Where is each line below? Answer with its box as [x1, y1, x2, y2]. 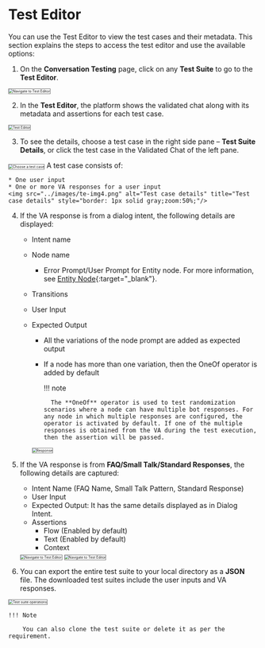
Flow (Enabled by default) [43, 526, 129, 535]
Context [43, 542, 70, 552]
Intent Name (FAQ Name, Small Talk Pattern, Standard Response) [31, 483, 244, 493]
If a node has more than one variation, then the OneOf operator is [43, 359, 258, 369]
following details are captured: [19, 468, 120, 478]
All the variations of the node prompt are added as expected [43, 336, 240, 345]
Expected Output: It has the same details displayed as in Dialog [31, 500, 238, 510]
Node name [31, 250, 70, 259]
